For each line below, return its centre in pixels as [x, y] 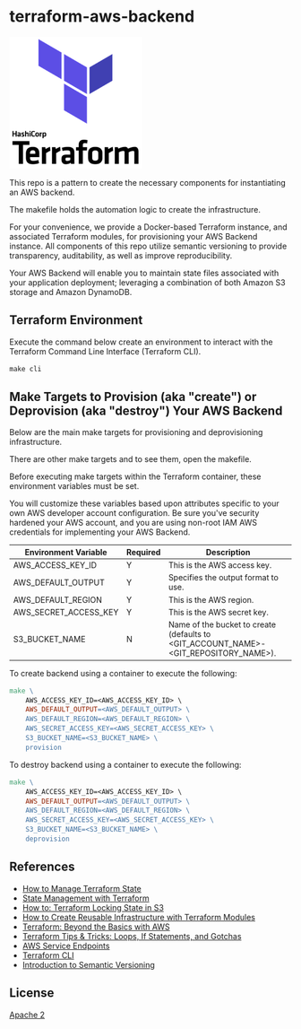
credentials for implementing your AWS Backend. [100, 532]
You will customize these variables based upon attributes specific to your [144, 503]
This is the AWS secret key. [219, 612]
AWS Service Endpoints [66, 946]
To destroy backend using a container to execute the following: [125, 764]
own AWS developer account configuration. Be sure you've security [134, 513]
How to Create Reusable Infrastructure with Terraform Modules [138, 917]
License [32, 993]
